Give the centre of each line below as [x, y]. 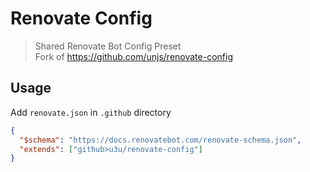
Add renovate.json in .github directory [91, 112]
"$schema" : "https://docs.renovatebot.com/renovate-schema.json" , [160, 140]
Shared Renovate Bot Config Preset [108, 46]
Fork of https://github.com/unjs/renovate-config [133, 56]
